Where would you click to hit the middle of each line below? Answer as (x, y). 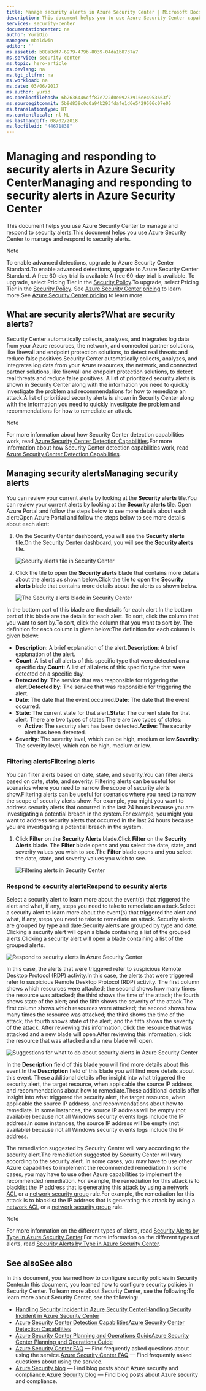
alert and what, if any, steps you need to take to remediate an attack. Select (101, 906)
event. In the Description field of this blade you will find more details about (100, 1071)
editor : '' (20, 47)
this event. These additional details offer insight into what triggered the (96, 1078)
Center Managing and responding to (99, 183)
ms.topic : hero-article (37, 63)
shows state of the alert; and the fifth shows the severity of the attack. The (100, 1002)
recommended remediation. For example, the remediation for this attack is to (103, 1181)
